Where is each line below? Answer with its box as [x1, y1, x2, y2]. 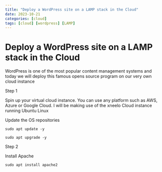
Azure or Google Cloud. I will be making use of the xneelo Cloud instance [5, 103, 152, 109]
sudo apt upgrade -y [5, 135, 47, 140]
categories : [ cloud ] [5, 16, 47, 21]
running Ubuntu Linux [5, 108, 49, 114]
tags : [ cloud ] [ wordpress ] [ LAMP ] [5, 20, 76, 26]
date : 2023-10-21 [5, 12, 40, 17]
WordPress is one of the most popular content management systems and [5, 68, 152, 74]
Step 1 [5, 88, 18, 94]
